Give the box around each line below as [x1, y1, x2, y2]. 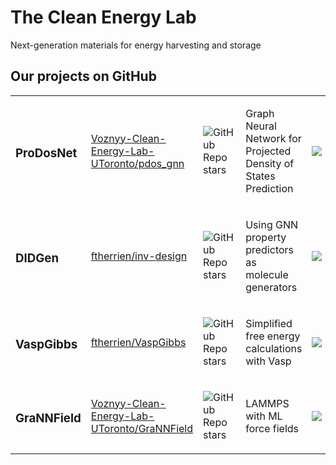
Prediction [245, 181, 294, 195]
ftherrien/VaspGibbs [90, 335, 187, 349]
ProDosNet [15, 145, 78, 161]
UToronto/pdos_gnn [90, 156, 185, 170]
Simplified [245, 316, 293, 330]
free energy [245, 329, 301, 343]
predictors [245, 242, 295, 256]
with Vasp [245, 354, 292, 368]
